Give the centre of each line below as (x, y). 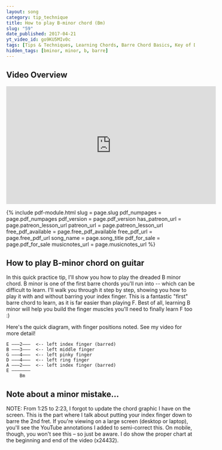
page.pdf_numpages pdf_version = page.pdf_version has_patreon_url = (94, 218)
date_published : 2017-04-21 (41, 34)
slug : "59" (20, 28)
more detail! (21, 333)
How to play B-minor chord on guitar (75, 263)
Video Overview (37, 75)
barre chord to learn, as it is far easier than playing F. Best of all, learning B (98, 303)
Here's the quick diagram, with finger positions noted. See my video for (94, 327)
